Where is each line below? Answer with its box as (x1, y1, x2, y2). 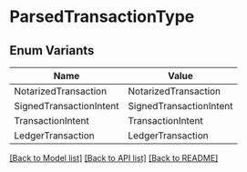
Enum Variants (9, 43, 95, 58)
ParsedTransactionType (9, 6, 195, 27)
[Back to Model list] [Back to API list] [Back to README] (9, 153, 219, 163)
